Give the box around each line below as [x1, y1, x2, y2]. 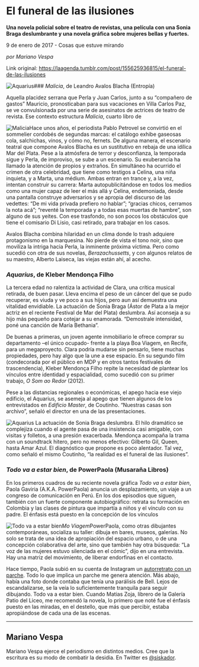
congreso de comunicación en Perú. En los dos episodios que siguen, [6, 491, 176, 499]
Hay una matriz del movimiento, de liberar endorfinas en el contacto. [6, 554, 174, 561]
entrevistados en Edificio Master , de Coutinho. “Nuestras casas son [6, 402, 172, 409]
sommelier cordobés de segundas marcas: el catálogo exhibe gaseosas [6, 131, 182, 138]
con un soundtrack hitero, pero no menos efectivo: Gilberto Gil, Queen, [6, 438, 179, 446]
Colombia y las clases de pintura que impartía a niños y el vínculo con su [6, 504, 184, 512]
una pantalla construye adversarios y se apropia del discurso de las [6, 193, 171, 201]
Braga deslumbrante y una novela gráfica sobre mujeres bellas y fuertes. [6, 30, 190, 37]
